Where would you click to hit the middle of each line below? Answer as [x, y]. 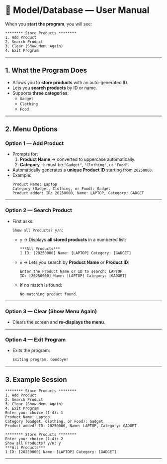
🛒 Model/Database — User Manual [77, 10]
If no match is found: [41, 285]
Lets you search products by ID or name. [55, 88]
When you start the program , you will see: [49, 24]
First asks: [23, 221]
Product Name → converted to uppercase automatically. [78, 159]
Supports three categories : [41, 93]
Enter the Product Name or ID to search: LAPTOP [71, 271]
